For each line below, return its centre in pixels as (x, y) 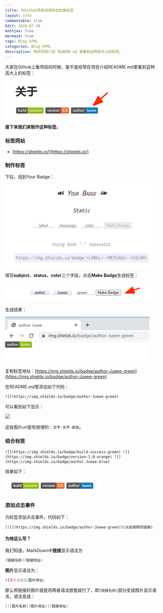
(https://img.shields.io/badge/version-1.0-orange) (59, 457)
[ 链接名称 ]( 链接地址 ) (24, 560)
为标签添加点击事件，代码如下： (37, 517)
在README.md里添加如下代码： (37, 387)
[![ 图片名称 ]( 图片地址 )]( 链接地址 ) (37, 606)
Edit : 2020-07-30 (23, 26)
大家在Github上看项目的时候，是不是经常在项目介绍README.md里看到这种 (80, 67)
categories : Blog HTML (28, 47)
